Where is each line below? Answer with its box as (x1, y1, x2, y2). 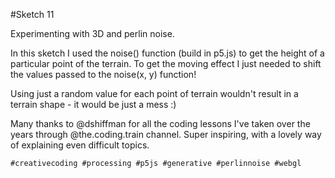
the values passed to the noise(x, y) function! (10, 69, 197, 80)
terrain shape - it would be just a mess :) (10, 99, 177, 110)
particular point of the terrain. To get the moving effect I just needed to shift (10, 58, 322, 69)
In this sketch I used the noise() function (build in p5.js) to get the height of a (10, 47, 325, 59)
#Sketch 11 (10, 9, 55, 20)
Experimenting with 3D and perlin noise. (10, 28, 175, 39)
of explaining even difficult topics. (10, 139, 150, 151)
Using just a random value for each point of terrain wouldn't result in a (10, 88, 299, 99)
